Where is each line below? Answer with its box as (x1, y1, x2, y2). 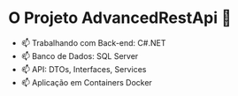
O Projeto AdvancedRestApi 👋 (8, 8, 232, 28)
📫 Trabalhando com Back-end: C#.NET (20, 37, 166, 48)
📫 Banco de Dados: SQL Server (20, 50, 139, 61)
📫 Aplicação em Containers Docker (20, 77, 152, 87)
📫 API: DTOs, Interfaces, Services (20, 63, 147, 74)
